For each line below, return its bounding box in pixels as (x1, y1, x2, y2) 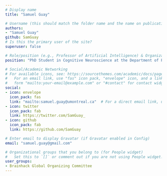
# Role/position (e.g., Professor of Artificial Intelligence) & (5, 53, 143, 58)
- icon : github (5, 118, 37, 123)
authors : (5, 25, 23, 30)
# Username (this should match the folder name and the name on (5, 21, 141, 26)
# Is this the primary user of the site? (5, 39, 92, 45)
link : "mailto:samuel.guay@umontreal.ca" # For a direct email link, (9, 99, 159, 104)
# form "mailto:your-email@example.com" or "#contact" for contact (5, 81, 153, 86)
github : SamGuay (5, 35, 39, 40)
